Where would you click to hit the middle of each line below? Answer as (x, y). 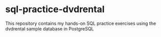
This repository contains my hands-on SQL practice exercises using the (81, 23)
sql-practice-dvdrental (55, 9)
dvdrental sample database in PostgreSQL (50, 28)
